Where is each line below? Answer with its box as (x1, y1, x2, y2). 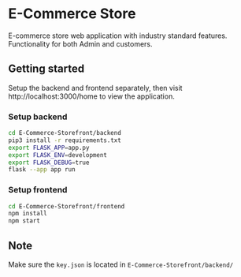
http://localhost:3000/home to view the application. (8, 92, 175, 101)
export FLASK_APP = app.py (8, 144, 90, 152)
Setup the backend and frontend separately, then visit (8, 83, 183, 92)
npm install (8, 210, 47, 218)
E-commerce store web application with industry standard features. (8, 31, 228, 40)
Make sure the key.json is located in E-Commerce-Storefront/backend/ (8, 260, 234, 269)
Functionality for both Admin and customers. (8, 39, 153, 48)
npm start (8, 217, 41, 225)
